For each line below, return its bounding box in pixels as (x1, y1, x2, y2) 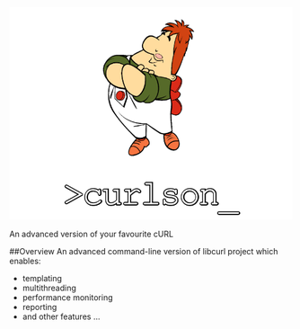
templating (22, 273, 63, 283)
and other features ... (22, 311, 101, 322)
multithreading (22, 282, 76, 293)
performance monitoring (22, 292, 113, 303)
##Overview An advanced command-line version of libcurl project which (9, 246, 278, 256)
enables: (9, 255, 41, 266)
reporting (22, 302, 57, 312)
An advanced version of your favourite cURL (9, 228, 173, 239)
